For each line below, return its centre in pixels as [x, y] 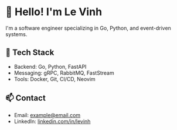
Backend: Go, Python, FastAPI [50, 66]
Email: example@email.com [47, 115]
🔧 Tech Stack [30, 53]
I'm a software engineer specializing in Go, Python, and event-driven [88, 28]
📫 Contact [26, 98]
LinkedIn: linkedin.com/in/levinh [52, 121]
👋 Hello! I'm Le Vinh [54, 12]
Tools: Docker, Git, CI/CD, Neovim [55, 79]
